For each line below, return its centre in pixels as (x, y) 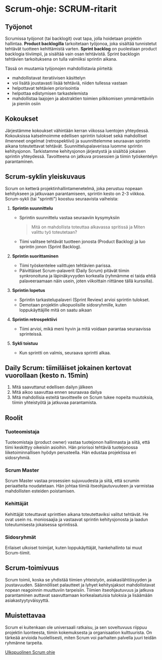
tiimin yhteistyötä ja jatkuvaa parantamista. (55, 402)
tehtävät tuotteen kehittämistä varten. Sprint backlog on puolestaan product (81, 49)
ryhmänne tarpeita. (24, 643)
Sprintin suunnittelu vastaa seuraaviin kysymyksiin (69, 217)
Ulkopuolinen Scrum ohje (30, 652)
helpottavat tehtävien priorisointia (45, 88)
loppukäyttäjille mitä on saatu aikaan (55, 310)
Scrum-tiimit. (18, 553)
